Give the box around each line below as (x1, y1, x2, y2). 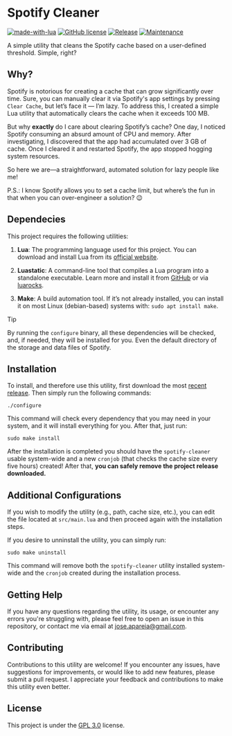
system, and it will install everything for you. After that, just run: (7, 422, 188, 430)
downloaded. (7, 469, 46, 478)
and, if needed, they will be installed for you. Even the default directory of (7, 336, 217, 344)
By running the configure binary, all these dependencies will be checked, (7, 328, 216, 336)
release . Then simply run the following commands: (7, 389, 152, 397)
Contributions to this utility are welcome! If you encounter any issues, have (7, 660, 220, 669)
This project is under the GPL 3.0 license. (7, 721, 125, 729)
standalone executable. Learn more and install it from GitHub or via (17, 273, 209, 282)
